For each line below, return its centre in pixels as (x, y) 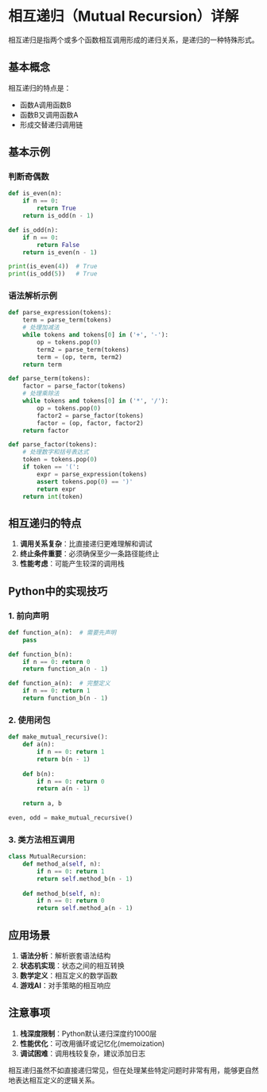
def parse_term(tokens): (49, 379)
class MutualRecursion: (48, 857)
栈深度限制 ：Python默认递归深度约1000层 (88, 1033)
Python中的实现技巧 (58, 591)
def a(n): (39, 745)
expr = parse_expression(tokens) (92, 474)
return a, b (42, 804)
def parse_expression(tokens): (60, 313)
